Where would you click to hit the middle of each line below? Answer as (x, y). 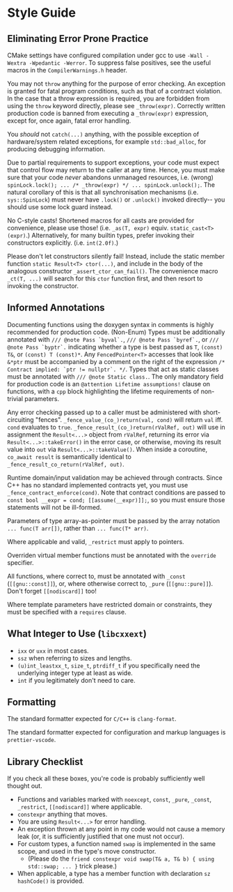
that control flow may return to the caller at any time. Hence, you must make (116, 170)
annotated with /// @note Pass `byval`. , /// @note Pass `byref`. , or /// (113, 339)
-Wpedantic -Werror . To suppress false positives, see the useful (120, 63)
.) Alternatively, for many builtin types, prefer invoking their (110, 235)
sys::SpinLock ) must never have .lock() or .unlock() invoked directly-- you (116, 199)
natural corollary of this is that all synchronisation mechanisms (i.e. (103, 192)
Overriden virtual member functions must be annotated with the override (112, 555)
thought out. (25, 786)
